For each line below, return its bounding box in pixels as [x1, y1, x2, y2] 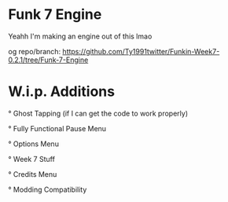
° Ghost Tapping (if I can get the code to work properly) [8, 108, 189, 118]
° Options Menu [8, 139, 59, 149]
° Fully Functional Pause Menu [8, 123, 107, 133]
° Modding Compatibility [8, 185, 87, 194]
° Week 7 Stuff [8, 154, 55, 163]
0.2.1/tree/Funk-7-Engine [8, 55, 89, 64]
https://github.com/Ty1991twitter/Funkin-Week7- [62, 46, 220, 56]
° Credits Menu [8, 169, 57, 178]
